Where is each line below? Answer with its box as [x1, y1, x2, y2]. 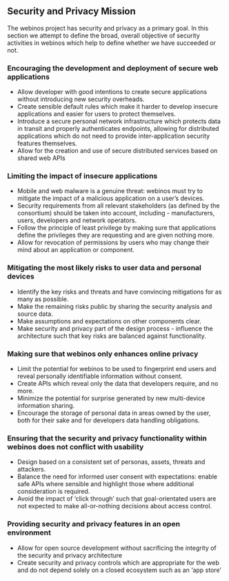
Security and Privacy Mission [7, 6, 136, 17]
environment [7, 528, 52, 537]
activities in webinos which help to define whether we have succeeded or [7, 38, 216, 47]
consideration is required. [17, 488, 90, 496]
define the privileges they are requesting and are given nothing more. [17, 231, 215, 240]
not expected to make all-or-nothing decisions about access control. [17, 502, 212, 510]
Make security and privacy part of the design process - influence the [17, 324, 213, 332]
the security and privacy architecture [17, 551, 123, 560]
